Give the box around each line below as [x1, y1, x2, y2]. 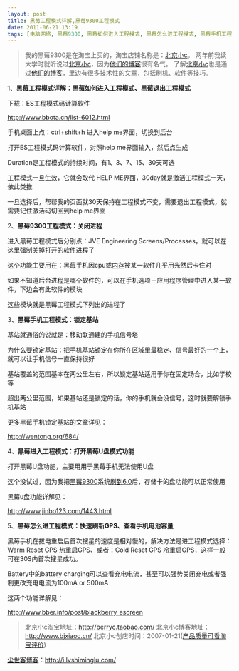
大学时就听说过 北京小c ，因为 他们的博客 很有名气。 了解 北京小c [24, 60, 208, 69]
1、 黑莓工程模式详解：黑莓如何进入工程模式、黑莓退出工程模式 [7, 84, 191, 93]
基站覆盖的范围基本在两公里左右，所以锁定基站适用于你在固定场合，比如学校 [7, 370, 232, 378]
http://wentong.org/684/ [7, 433, 79, 441]
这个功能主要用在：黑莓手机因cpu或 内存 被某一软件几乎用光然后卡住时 [7, 261, 212, 270]
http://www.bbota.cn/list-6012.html [7, 113, 110, 122]
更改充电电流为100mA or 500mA [13, 579, 109, 587]
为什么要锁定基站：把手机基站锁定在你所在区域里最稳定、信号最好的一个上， [7, 345, 232, 354]
